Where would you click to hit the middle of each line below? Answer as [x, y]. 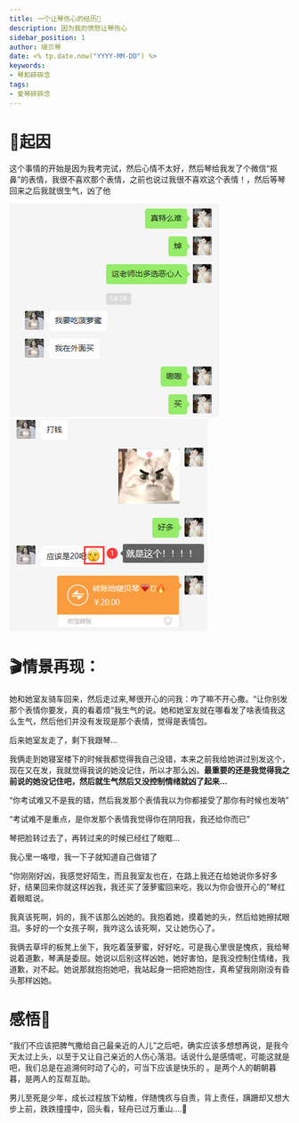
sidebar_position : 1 [48, 37]
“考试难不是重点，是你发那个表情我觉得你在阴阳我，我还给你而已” [130, 819]
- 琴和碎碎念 [30, 76]
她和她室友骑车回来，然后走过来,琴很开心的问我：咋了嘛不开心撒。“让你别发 [149, 699]
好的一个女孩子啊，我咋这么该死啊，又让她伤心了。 [126, 928]
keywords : [28, 66]
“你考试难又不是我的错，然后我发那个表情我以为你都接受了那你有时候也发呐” [149, 800]
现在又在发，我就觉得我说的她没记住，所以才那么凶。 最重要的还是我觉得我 [145, 770]
